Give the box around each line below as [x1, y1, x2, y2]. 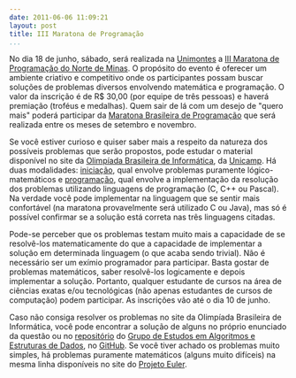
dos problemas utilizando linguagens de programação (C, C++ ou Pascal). [9, 183, 279, 195]
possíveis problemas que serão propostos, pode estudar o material [9, 146, 254, 157]
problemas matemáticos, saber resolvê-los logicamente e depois [9, 266, 246, 277]
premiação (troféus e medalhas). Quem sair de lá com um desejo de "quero [9, 101, 284, 112]
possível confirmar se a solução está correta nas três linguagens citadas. [9, 212, 276, 222]
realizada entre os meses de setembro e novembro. [9, 120, 197, 130]
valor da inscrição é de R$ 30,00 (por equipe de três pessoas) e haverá [9, 91, 269, 102]
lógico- [247, 165, 274, 175]
